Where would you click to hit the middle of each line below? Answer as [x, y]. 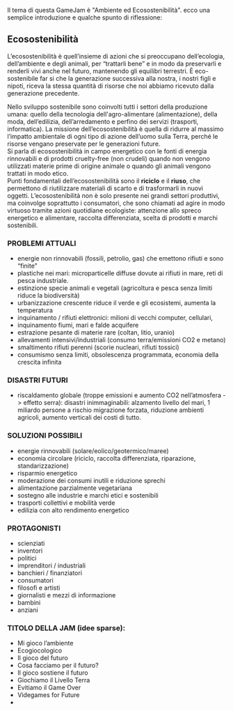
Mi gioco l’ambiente [45, 643]
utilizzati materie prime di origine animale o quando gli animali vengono [109, 166]
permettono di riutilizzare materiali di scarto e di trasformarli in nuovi [105, 188]
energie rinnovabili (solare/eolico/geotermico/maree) [93, 451]
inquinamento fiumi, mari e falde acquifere [78, 325]
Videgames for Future [48, 695]
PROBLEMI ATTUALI [42, 243]
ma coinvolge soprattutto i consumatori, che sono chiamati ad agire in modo [116, 203]
